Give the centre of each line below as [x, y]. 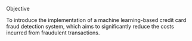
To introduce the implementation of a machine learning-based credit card [96, 20]
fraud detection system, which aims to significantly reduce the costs [90, 26]
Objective [18, 9]
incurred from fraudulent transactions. [53, 33]
